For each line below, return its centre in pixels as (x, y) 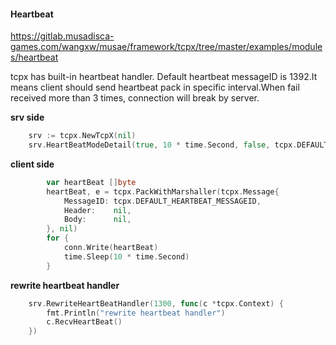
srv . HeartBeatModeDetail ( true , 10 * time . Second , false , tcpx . (163, 145)
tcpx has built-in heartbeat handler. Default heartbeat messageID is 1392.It (164, 77)
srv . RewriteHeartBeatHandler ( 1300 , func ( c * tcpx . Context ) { (156, 303)
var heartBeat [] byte (91, 182)
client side (32, 164)
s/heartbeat (34, 57)
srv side (27, 117)
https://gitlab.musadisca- (62, 36)
